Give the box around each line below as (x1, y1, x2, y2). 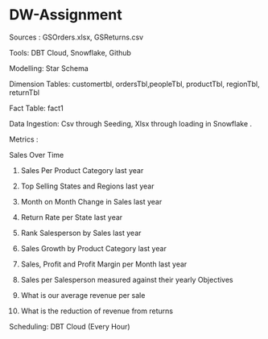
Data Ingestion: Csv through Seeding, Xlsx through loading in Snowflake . (9, 118, 253, 128)
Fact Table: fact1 (9, 103, 64, 113)
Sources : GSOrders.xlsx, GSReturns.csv (9, 32, 144, 42)
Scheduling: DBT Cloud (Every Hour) (9, 321, 131, 331)
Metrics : (9, 134, 39, 144)
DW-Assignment (9, 6, 123, 24)
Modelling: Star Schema (9, 63, 89, 73)
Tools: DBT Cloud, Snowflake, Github (9, 48, 132, 57)
